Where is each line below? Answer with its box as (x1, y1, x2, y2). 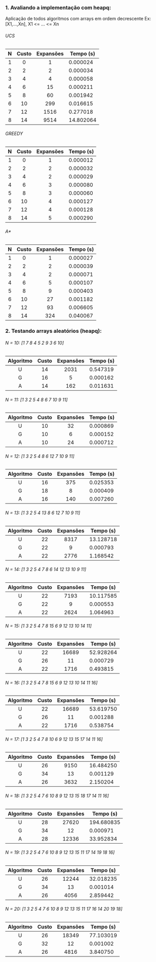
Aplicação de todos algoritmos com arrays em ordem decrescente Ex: (5, 16, 151, 22)
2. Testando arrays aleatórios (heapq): (5, 327, 102, 334)
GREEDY (5, 131, 23, 137)
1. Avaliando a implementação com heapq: (5, 4, 111, 11)
